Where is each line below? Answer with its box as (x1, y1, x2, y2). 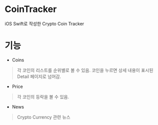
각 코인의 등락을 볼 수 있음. (17, 93, 70, 99)
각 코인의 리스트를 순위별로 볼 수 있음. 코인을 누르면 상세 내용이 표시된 (17, 67, 153, 73)
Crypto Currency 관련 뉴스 (17, 114, 71, 120)
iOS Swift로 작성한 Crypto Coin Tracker (5, 20, 84, 26)
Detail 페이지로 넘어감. (17, 73, 61, 79)
